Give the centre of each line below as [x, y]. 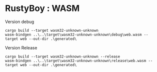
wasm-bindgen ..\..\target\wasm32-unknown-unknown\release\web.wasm [76, 60]
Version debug [20, 22]
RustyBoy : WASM [42, 8]
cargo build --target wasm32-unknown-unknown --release [63, 56]
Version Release [21, 48]
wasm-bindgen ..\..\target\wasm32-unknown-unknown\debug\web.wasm [73, 35]
